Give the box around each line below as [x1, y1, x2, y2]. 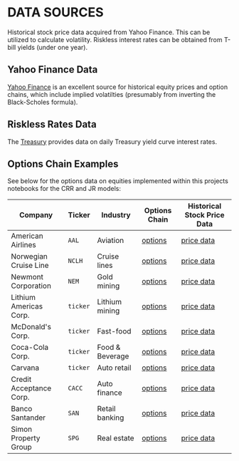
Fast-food [97, 326, 132, 336]
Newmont [11, 272, 44, 282]
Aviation [97, 236, 124, 246]
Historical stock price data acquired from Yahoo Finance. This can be [7, 28, 211, 36]
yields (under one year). [17, 43, 87, 51]
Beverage [97, 351, 129, 361]
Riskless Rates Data [7, 118, 97, 130]
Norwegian [11, 252, 48, 261]
